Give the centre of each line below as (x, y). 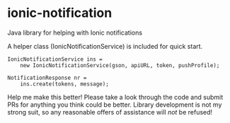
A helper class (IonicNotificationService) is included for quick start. (105, 46)
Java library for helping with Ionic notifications (75, 33)
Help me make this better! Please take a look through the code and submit (115, 97)
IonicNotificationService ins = (55, 59)
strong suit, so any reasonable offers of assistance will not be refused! (110, 112)
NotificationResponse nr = (47, 78)
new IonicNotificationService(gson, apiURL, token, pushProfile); (120, 65)
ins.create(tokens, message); (65, 84)
